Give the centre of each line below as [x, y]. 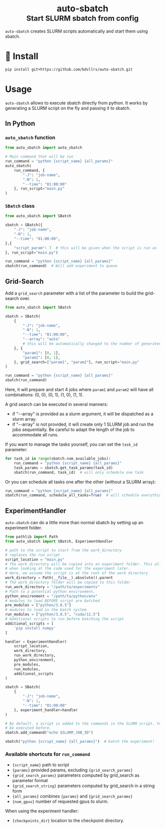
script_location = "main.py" [35, 560]
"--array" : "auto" [41, 339]
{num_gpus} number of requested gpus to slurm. [60, 801]
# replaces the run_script [33, 555]
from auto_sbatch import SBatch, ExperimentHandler [59, 542]
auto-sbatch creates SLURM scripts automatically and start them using [77, 31]
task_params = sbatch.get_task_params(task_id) [63, 468]
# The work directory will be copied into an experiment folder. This [79, 564]
